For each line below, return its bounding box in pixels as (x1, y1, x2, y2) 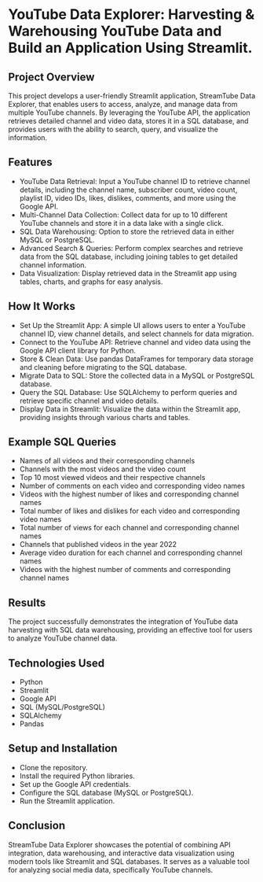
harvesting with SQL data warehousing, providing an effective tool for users (8, 626, 253, 635)
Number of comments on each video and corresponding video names (19, 482, 246, 491)
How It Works (8, 300, 76, 313)
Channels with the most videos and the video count (19, 464, 186, 474)
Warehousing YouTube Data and (8, 22, 222, 40)
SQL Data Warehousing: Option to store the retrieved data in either (19, 227, 235, 236)
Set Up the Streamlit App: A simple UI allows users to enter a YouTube (19, 320, 246, 330)
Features (8, 156, 53, 169)
